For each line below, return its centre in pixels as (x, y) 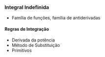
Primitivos (22, 50)
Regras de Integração (27, 29)
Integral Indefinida (27, 7)
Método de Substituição (36, 45)
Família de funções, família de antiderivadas (56, 18)
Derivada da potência (33, 40)
